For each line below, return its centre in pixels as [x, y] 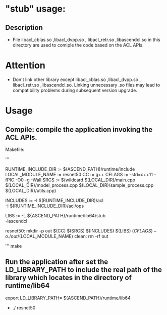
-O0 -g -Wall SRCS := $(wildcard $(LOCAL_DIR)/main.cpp [75, 180]
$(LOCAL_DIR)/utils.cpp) [31, 190]
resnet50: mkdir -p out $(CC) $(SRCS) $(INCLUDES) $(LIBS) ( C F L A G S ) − [81, 230]
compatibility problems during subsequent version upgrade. [75, 90]
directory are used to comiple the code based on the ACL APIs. [78, 45]
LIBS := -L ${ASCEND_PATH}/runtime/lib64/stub [55, 215]
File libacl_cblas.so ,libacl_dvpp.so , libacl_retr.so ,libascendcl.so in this [86, 40]
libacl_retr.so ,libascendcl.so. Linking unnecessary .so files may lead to [86, 85]
